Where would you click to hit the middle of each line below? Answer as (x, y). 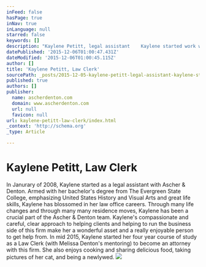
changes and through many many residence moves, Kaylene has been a (97, 211)
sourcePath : (21, 75)
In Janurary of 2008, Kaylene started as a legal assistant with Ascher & (96, 184)
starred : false (26, 35)
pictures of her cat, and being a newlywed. (60, 257)
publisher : (20, 92)
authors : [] (21, 87)
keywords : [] (23, 41)
